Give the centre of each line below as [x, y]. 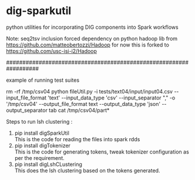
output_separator [27, 110]
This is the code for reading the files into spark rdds [77, 139]
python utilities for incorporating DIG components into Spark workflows [92, 27]
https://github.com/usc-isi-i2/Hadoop [51, 51]
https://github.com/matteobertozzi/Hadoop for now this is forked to [88, 45]
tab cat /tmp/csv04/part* [79, 110]
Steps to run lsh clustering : [39, 121]
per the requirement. [39, 158]
